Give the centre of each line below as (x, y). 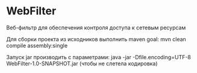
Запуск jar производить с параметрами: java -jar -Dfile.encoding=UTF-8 (99, 57)
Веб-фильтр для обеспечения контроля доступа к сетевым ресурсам (96, 28)
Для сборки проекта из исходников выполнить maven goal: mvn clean (96, 39)
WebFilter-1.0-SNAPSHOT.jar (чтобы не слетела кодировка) (82, 63)
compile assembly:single (37, 45)
